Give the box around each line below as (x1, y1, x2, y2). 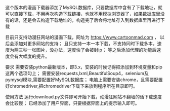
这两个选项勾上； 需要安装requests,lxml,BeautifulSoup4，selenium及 (5, 70, 149, 76)
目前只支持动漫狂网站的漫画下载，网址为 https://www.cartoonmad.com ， (5, 34, 159, 40)
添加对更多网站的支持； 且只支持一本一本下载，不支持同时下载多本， (14, 41, 157, 47)
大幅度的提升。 (18, 53, 50, 59)
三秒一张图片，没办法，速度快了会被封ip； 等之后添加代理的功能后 (18, 47, 157, 53)
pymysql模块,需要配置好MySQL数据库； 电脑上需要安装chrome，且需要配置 (5, 77, 163, 83)
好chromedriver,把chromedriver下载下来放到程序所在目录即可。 (5, 83, 138, 89)
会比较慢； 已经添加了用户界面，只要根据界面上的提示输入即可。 (5, 100, 140, 106)
